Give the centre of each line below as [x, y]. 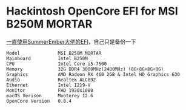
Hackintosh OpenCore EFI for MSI [92, 11]
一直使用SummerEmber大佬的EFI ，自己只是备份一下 [71, 41]
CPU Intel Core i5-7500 [57, 64]
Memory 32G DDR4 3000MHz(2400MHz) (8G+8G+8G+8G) [85, 69]
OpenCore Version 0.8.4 [39, 101]
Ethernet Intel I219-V [48, 85]
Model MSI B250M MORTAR [54, 53]
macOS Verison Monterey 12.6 [50, 95]
